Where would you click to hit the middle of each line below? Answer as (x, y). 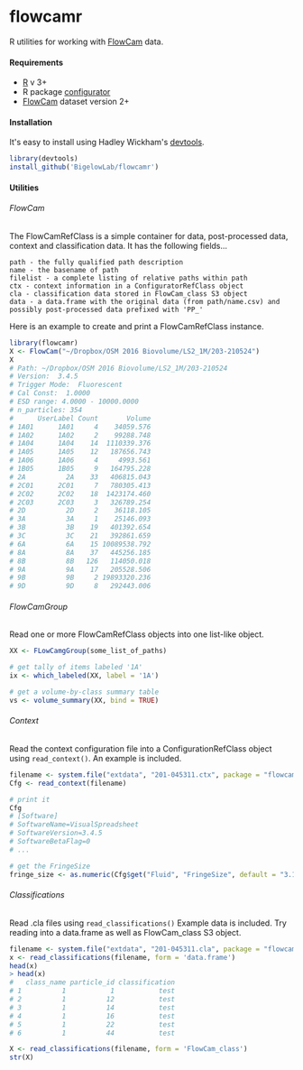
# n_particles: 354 (46, 410)
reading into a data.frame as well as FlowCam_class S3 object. (125, 932)
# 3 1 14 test (92, 1008)
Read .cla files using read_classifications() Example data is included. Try (148, 923)
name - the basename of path (64, 270)
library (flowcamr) (44, 343)
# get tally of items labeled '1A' (76, 668)
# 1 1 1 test (92, 991)
